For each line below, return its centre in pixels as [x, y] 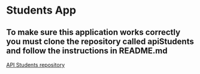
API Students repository [36, 65]
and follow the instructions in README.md [87, 51]
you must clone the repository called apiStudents [100, 41]
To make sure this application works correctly [93, 32]
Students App [41, 10]
